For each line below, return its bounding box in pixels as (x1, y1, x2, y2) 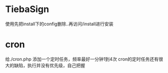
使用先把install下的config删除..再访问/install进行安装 (5, 21, 114, 27)
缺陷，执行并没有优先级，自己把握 (14, 62, 85, 68)
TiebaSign (5, 4, 50, 15)
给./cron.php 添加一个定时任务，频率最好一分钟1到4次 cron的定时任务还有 (5, 56, 159, 62)
